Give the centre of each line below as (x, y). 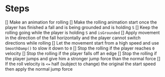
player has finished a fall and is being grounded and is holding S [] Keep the (82, 27)
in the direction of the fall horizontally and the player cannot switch (73, 38)
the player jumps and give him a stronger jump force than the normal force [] (83, 58)
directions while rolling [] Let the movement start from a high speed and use (82, 43)
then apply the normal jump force (39, 69)
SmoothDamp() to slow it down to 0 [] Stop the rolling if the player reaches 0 (80, 48)
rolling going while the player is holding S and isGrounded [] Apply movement (82, 32)
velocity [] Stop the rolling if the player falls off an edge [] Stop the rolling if (81, 53)
